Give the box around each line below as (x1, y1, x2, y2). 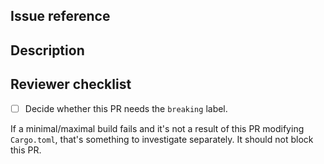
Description (10, 42, 85, 59)
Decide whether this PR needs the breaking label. (24, 102, 228, 114)
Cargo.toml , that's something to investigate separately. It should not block (10, 133, 314, 145)
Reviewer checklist (10, 76, 132, 93)
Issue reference (10, 8, 111, 25)
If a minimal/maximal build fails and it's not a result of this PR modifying (10, 122, 305, 134)
